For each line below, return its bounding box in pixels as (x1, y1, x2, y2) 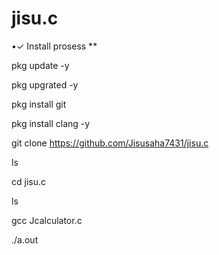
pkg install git (11, 98, 67, 110)
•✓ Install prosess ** (11, 40, 98, 52)
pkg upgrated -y (11, 78, 79, 91)
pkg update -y (11, 59, 70, 71)
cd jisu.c (11, 175, 46, 187)
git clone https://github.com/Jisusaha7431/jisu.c (11, 137, 209, 149)
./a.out (11, 233, 39, 246)
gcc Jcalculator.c (11, 214, 83, 226)
